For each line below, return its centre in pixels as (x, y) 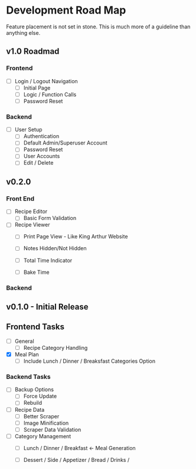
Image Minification (46, 423)
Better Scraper (41, 416)
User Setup (28, 130)
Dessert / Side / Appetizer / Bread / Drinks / (76, 460)
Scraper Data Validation (52, 429)
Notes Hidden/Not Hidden (55, 248)
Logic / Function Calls (50, 94)
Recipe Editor (31, 211)
